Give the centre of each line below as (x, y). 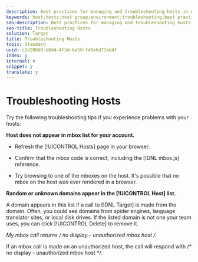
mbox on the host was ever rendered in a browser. (76, 182)
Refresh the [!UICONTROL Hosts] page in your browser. (82, 147)
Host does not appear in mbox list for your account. (70, 135)
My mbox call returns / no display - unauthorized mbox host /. (82, 235)
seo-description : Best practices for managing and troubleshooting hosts (99, 22)
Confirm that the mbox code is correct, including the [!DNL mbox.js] (97, 158)
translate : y (22, 72)
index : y (17, 55)
